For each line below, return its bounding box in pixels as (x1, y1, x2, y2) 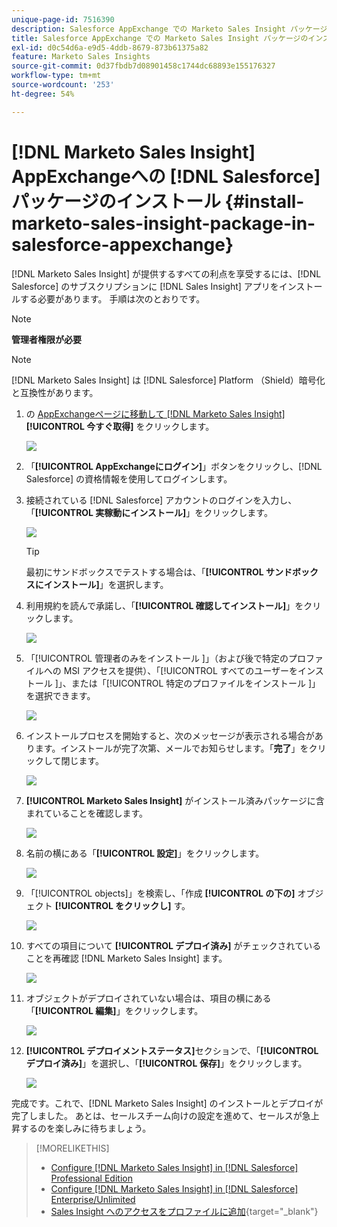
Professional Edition (50, 1172, 133, 1184)
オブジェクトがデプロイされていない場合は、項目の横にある (25, 992, 272, 1004)
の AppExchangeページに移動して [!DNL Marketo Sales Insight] (25, 407, 286, 420)
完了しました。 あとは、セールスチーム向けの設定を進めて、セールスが (11, 1109, 303, 1121)
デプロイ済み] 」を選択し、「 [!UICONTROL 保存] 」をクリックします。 (25, 1057, 308, 1069)
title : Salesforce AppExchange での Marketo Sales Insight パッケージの (11, 33, 309, 43)
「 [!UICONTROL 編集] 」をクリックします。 (25, 1004, 204, 1016)
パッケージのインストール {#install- (11, 190, 305, 213)
